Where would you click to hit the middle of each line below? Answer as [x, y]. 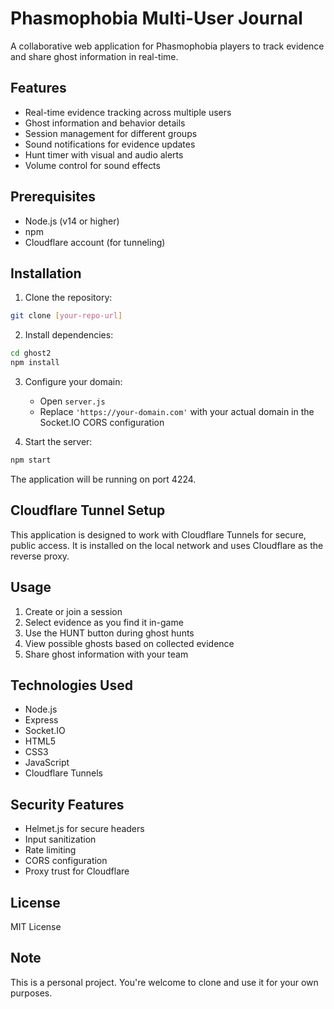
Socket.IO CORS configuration [102, 422]
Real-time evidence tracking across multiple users [128, 112]
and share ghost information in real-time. [94, 56]
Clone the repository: [68, 298]
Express [41, 720]
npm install [35, 363]
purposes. [31, 993]
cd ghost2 [31, 353]
